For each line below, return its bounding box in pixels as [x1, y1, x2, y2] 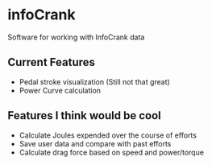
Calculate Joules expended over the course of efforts [19, 130, 197, 140]
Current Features [7, 56, 96, 69]
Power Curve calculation [19, 85, 102, 95]
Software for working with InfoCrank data [7, 32, 145, 42]
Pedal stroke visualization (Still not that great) [19, 76, 170, 86]
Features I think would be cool [7, 109, 162, 122]
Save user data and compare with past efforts [19, 138, 172, 148]
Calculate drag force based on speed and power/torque [19, 147, 205, 157]
